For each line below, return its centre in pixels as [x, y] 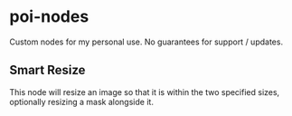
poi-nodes [49, 17]
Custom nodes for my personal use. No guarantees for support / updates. [146, 42]
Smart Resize [47, 70]
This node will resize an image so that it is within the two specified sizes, [145, 92]
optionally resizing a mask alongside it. [81, 101]
